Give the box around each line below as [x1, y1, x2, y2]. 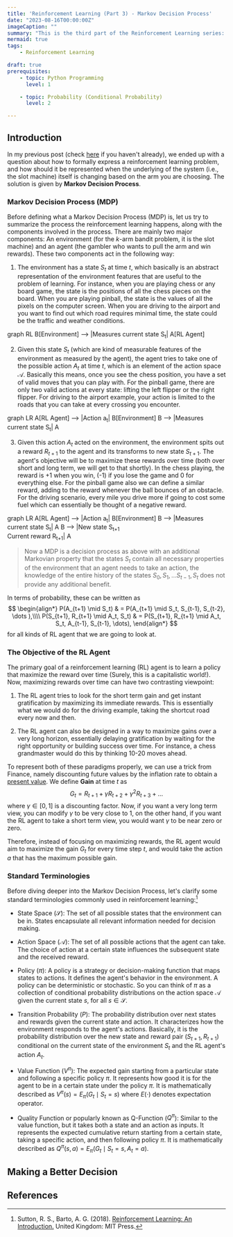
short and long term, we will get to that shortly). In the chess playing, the [17, 464, 225, 472]
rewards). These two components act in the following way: [7, 249, 175, 258]
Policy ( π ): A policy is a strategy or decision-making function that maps [17, 967, 221, 975]
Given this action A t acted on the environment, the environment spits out [17, 439, 224, 448]
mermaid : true [7, 36, 49, 43]
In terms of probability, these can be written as [7, 593, 141, 602]
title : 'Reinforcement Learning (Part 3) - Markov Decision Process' [7, 10, 213, 17]
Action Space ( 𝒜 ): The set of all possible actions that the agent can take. [17, 937, 226, 946]
